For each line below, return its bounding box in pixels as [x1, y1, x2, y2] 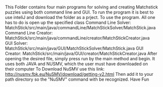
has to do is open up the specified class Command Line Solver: [5, 19, 131, 25]
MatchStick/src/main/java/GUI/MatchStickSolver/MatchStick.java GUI [5, 46, 144, 51]
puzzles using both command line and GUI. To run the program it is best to [5, 9, 154, 15]
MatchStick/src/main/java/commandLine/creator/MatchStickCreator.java [5, 35, 150, 41]
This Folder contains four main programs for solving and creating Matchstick [5, 4, 158, 10]
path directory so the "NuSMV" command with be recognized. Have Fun [5, 76, 149, 82]
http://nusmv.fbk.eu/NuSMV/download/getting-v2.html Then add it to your [5, 71, 154, 77]
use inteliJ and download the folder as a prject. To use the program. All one [5, 15, 155, 20]
